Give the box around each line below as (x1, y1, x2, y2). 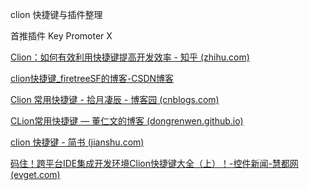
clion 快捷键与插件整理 (10, 9, 103, 20)
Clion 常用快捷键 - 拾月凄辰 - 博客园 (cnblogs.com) (10, 94, 220, 105)
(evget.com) (10, 169, 61, 180)
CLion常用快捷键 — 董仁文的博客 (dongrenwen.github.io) (10, 115, 244, 127)
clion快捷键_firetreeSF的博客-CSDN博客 (10, 73, 175, 84)
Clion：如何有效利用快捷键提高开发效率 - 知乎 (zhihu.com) (10, 51, 250, 63)
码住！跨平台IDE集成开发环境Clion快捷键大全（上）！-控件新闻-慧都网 (10, 158, 299, 169)
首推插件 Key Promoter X (10, 30, 113, 42)
